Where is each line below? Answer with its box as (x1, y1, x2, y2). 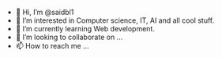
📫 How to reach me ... (15, 42, 89, 50)
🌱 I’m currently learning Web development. (15, 24, 156, 33)
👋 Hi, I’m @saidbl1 (15, 8, 74, 16)
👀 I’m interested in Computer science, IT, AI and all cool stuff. (15, 16, 215, 25)
